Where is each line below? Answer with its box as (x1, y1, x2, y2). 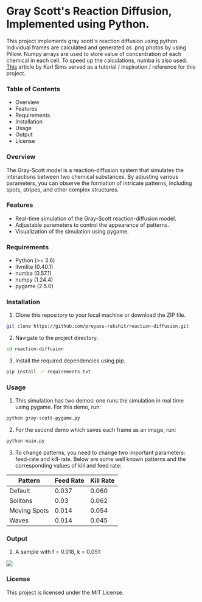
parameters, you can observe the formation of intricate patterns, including (6, 179, 192, 187)
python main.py (6, 438, 45, 445)
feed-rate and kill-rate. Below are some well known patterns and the (15, 455, 186, 463)
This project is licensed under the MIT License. (6, 589, 124, 596)
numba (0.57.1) (15, 269, 52, 277)
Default (9, 486, 30, 495)
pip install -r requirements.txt (6, 369, 91, 375)
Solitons (9, 497, 33, 505)
